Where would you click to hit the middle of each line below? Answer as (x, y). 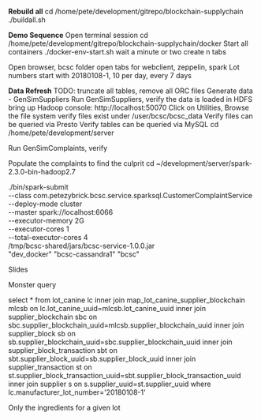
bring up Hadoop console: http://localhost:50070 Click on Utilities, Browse (129, 107)
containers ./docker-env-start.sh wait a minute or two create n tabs (117, 52)
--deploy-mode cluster (45, 204)
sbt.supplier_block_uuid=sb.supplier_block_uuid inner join (102, 359)
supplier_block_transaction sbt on (63, 350)
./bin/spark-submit (38, 187)
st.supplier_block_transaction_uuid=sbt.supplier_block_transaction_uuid (125, 375)
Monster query (32, 285)
